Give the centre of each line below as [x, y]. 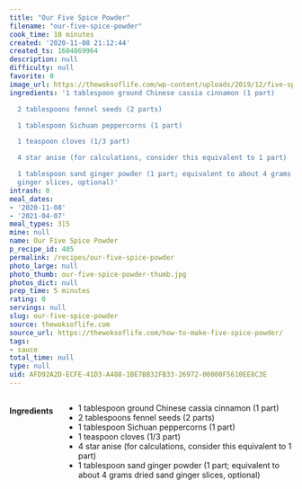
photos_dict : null [44, 283]
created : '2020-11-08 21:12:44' [70, 43]
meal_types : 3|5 [40, 224]
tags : [19, 341]
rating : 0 [28, 299]
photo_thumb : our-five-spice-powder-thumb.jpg [98, 274]
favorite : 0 [31, 76]
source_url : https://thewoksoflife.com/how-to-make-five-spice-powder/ [146, 333]
